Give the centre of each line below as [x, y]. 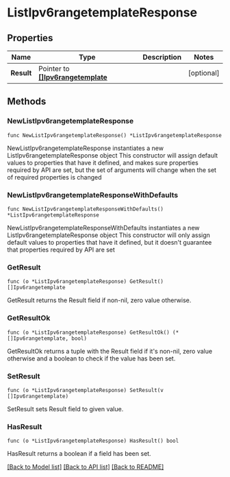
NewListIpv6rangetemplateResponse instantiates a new [86, 148]
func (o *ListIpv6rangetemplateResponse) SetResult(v [86, 390]
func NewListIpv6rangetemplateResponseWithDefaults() [86, 209]
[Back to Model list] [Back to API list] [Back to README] [86, 467]
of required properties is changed [54, 177]
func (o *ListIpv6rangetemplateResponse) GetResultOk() [88, 332]
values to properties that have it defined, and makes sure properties [103, 162]
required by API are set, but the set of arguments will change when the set [112, 170]
